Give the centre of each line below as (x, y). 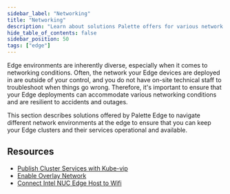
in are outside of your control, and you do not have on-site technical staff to (114, 80)
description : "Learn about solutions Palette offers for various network (115, 26)
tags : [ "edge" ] (29, 46)
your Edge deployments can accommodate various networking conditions (112, 95)
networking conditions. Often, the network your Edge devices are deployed (114, 72)
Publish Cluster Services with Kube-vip (73, 168)
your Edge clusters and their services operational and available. (97, 130)
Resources (31, 152)
